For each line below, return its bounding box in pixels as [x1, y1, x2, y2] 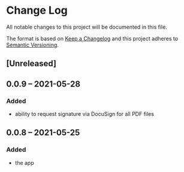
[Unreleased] [6, 59, 57, 69]
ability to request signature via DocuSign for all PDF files [14, 110, 155, 118]
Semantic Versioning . [6, 41, 59, 48]
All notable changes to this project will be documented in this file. [6, 23, 168, 30]
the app [14, 159, 34, 166]
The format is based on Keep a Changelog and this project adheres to [6, 35, 179, 42]
